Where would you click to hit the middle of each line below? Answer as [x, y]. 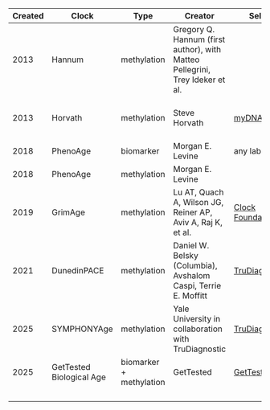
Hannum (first [199, 39]
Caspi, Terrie [197, 286]
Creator [199, 16]
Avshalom [192, 275]
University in [197, 319]
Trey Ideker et [199, 80]
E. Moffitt [190, 295]
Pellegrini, [192, 70]
